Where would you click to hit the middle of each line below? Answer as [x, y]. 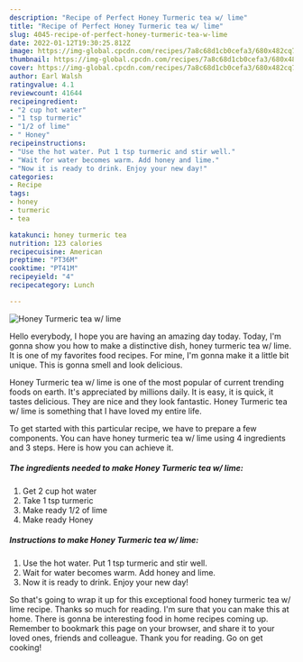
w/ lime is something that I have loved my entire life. [106, 411]
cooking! [26, 647]
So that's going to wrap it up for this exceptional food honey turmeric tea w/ [150, 599]
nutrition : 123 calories [56, 243]
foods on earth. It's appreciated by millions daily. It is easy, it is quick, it [142, 392]
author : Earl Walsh [46, 77]
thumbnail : [30, 59]
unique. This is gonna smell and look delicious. [96, 365]
